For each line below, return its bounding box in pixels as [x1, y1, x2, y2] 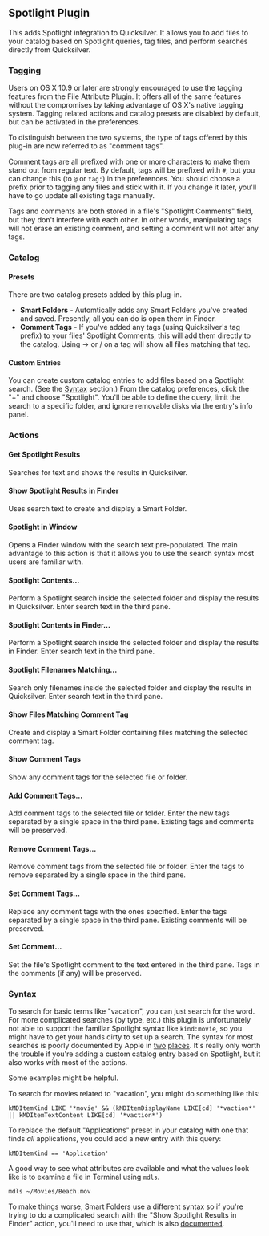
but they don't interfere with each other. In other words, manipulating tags [8, 215, 252, 225]
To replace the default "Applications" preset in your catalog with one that [8, 1125, 249, 1135]
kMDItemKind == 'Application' [8, 1149, 110, 1158]
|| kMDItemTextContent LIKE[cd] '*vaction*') [8, 1112, 163, 1120]
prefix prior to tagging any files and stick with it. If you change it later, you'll [8, 182, 257, 192]
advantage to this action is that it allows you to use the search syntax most [8, 548, 255, 558]
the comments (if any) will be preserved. [8, 968, 142, 978]
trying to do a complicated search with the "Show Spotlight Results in [8, 1210, 237, 1220]
